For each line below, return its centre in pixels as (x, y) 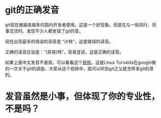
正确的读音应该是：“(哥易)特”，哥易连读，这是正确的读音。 (65, 52)
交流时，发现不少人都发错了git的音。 (46, 31)
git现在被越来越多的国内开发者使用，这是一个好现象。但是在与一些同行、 (79, 25)
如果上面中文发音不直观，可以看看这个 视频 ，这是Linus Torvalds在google (79, 62)
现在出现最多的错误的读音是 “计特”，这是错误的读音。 (59, 41)
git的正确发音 (32, 10)
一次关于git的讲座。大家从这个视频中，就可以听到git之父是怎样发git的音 (81, 68)
